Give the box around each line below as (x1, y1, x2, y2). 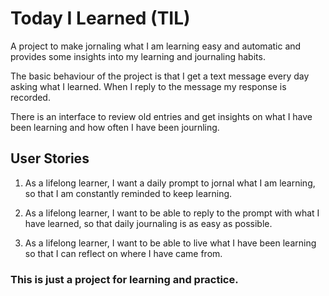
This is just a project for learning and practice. (10, 272, 239, 286)
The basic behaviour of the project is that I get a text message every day (10, 70, 310, 82)
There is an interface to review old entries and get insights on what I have (10, 110, 313, 122)
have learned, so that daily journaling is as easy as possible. (24, 217, 273, 229)
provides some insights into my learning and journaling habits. (10, 50, 266, 62)
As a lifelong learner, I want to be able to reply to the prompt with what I (24, 207, 320, 219)
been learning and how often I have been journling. (10, 121, 220, 133)
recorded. (10, 91, 51, 103)
